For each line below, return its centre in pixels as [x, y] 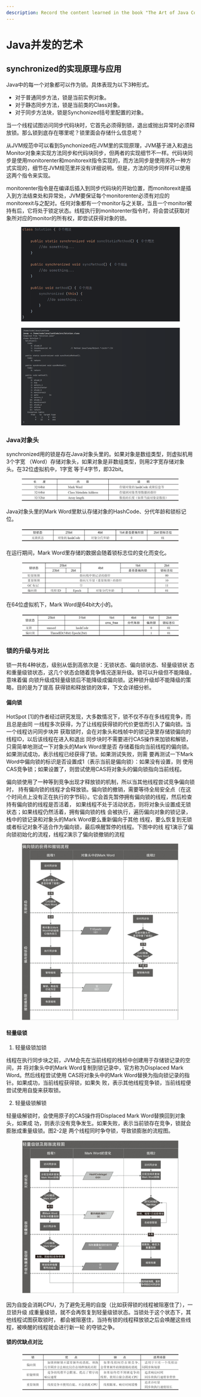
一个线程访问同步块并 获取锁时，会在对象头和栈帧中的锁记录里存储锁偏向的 [99, 732]
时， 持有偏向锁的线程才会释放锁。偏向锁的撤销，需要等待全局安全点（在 [96, 790]
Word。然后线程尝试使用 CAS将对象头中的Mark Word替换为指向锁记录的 [95, 1075]
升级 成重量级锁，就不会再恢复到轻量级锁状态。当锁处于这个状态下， [101, 1312]
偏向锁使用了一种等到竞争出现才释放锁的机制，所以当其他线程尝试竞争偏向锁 [100, 782]
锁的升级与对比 [28, 650]
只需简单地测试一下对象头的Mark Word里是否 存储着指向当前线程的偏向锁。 [99, 747]
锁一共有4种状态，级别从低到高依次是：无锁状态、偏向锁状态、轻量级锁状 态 [100, 665]
